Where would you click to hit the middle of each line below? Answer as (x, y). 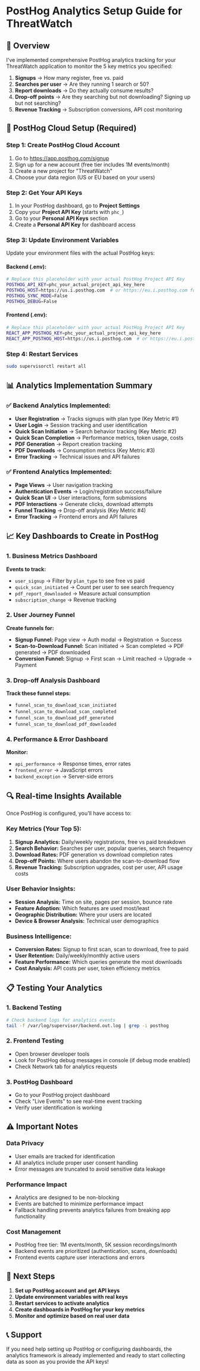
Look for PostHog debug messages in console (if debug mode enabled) (102, 1060)
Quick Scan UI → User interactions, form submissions (81, 497)
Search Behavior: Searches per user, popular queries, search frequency (104, 848)
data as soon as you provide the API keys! (57, 1362)
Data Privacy (25, 1143)
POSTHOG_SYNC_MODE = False (37, 296)
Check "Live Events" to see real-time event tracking (78, 1102)
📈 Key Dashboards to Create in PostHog (82, 536)
